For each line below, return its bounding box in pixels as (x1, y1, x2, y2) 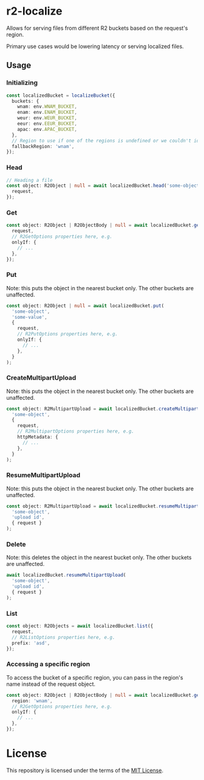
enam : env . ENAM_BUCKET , (17, 110, 78, 116)
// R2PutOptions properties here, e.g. (17, 331, 118, 337)
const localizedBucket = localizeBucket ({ (6, 92, 115, 99)
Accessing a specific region (6, 660, 90, 669)
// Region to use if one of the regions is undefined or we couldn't (12, 138, 191, 144)
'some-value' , (12, 314, 47, 320)
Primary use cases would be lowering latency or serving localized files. (6, 43, 184, 50)
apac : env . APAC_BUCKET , (17, 126, 78, 132)
